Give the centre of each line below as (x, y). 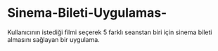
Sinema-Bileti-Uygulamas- (87, 13)
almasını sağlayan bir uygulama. (53, 39)
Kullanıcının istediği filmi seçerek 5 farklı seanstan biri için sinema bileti (110, 32)
